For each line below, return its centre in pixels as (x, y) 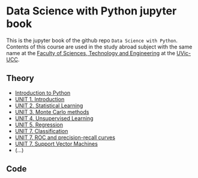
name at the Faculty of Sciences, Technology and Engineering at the (91, 53)
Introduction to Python (43, 93)
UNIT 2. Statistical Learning (49, 105)
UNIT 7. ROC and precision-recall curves (65, 137)
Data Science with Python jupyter (91, 11)
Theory (20, 78)
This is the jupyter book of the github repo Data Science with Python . (92, 40)
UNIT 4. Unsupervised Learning (54, 118)
